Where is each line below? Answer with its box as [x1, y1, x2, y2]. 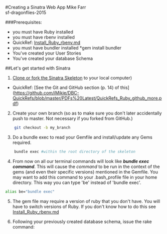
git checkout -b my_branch [14, 125, 71, 130]
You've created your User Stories [12, 50, 81, 56]
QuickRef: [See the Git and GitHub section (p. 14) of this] [12, 84, 129, 90]
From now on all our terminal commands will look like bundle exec [12, 158, 149, 164]
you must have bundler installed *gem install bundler [12, 45, 122, 50]
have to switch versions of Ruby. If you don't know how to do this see [12, 203, 156, 209]
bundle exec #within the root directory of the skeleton [14, 149, 136, 154]
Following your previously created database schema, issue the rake [12, 218, 152, 224]
